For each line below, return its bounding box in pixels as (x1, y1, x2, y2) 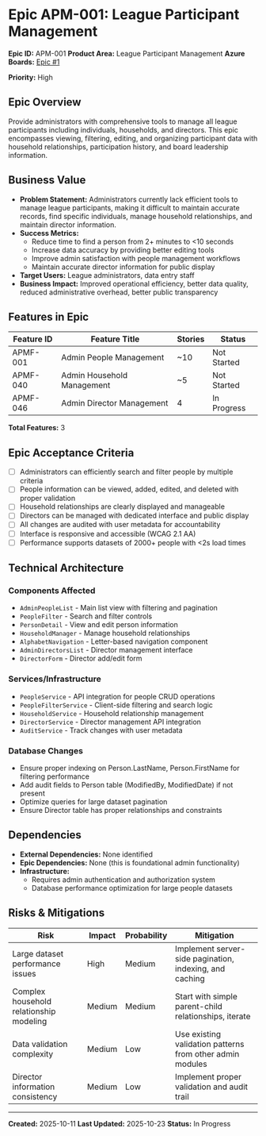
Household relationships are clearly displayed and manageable (19, 502, 226, 511)
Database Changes (8, 745, 83, 756)
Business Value (8, 173, 86, 187)
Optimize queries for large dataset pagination (19, 796, 168, 807)
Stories (177, 333, 205, 345)
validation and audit (175, 1081, 248, 1092)
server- (216, 943, 246, 954)
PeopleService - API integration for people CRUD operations (19, 691, 215, 701)
